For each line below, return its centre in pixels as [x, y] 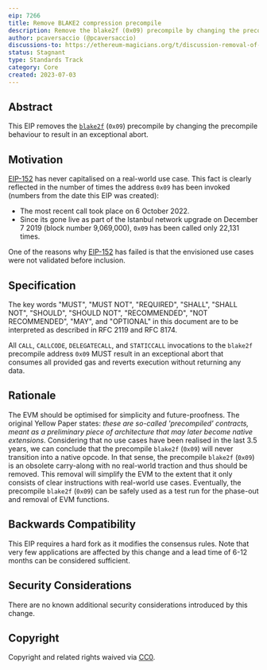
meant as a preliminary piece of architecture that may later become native [130, 431]
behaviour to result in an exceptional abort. [78, 134]
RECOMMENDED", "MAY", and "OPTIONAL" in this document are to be [123, 321]
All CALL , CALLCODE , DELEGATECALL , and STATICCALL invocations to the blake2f [130, 345]
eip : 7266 [25, 16]
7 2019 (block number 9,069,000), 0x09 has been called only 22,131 [130, 228]
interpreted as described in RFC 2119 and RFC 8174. [93, 330]
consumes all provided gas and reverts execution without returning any [125, 362]
